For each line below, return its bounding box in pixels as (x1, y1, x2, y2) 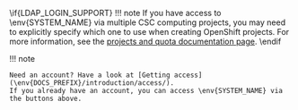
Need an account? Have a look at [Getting (9, 71, 171, 80)
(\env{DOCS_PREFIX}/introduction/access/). (9, 79, 175, 88)
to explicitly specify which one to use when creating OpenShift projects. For (9, 27, 290, 37)
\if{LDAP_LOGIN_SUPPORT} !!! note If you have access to (9, 8, 222, 18)
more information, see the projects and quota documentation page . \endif (9, 36, 282, 47)
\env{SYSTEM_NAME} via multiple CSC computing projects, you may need (9, 17, 285, 28)
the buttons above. (9, 94, 83, 103)
